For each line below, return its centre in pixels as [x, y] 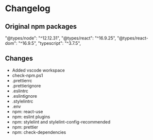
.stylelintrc [23, 101]
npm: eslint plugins [31, 117]
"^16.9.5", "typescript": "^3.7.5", [50, 43]
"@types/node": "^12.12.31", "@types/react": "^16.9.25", [61, 38]
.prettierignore [26, 86]
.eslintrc [20, 91]
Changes [19, 59]
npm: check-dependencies [39, 132]
